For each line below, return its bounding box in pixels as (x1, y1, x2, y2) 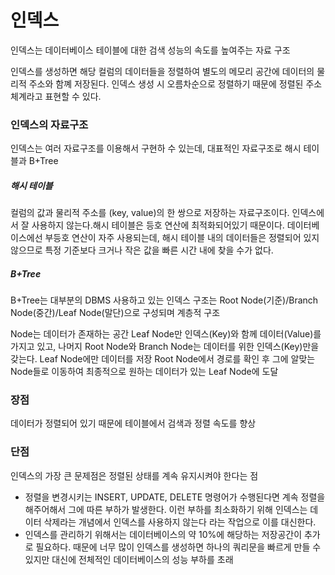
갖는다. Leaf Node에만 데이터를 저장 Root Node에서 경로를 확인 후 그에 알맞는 (10, 353, 316, 365)
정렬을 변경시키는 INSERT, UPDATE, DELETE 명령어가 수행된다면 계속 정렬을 (24, 491, 326, 503)
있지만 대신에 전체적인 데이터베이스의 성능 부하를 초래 (24, 553, 234, 565)
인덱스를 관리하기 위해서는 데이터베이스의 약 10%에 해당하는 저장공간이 (24, 528, 303, 540)
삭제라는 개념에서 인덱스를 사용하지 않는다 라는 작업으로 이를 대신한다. (43, 516, 317, 528)
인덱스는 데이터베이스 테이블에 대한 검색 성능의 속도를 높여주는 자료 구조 (10, 44, 291, 56)
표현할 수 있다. (44, 90, 102, 102)
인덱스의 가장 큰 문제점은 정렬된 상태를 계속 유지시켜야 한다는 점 (10, 469, 259, 481)
